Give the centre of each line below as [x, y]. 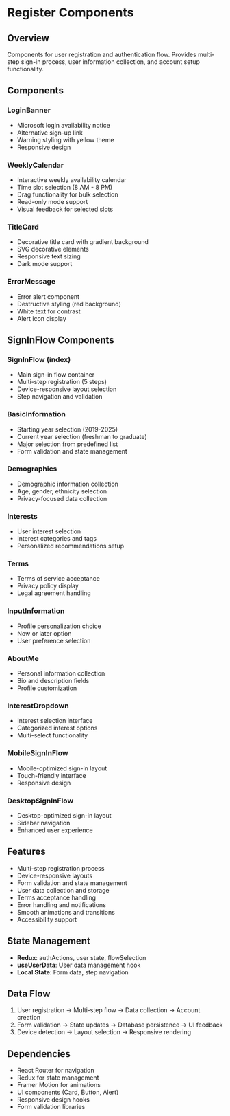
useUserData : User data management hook [79, 965]
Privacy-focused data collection [62, 498]
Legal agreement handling [54, 593]
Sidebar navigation [43, 823]
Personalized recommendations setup [71, 546]
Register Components [71, 13]
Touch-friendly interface [52, 775]
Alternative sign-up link [50, 133]
